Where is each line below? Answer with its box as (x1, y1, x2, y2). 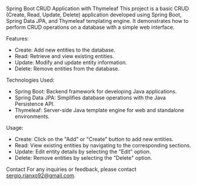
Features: (6, 35, 29, 42)
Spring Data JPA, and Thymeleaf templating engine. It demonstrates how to (6, 18, 189, 24)
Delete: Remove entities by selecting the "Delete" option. (14, 154, 152, 161)
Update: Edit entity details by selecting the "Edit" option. (14, 148, 151, 155)
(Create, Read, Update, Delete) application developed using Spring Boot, (6, 11, 182, 18)
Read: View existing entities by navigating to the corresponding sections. (14, 142, 191, 149)
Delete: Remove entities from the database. (14, 65, 119, 72)
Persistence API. (14, 100, 55, 107)
